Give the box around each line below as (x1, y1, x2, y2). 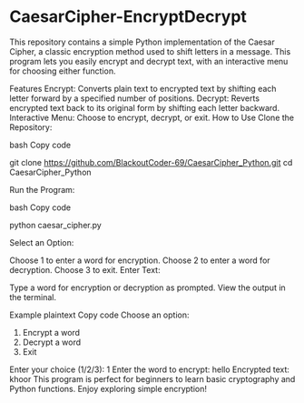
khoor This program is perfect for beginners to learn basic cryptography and (9, 373, 296, 384)
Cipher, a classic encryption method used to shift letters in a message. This (9, 45, 291, 56)
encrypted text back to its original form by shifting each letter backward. (9, 102, 279, 113)
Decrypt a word (22, 337, 82, 348)
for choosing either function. (9, 65, 116, 76)
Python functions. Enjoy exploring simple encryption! (9, 383, 207, 394)
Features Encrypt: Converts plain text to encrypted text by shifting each (9, 83, 277, 94)
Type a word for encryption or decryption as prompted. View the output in (9, 282, 286, 293)
